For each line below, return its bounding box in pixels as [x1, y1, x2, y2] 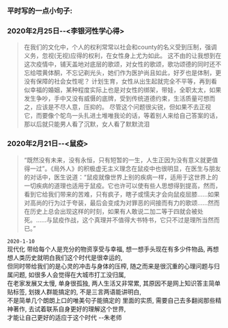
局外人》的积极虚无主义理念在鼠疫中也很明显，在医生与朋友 [53, 164, 221, 173]
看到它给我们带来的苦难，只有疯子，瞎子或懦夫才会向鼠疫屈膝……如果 [23, 190, 220, 198]
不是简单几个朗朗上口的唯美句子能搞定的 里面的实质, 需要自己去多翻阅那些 [7, 296, 216, 304]
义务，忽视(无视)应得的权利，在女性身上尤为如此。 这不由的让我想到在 [23, 51, 222, 60]
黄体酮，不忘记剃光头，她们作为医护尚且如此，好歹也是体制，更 [42, 68, 222, 77]
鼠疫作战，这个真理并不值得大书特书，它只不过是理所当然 [52, 216, 214, 224]
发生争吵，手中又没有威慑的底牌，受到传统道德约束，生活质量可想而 [23, 94, 216, 103]
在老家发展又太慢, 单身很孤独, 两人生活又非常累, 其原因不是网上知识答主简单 [7, 279, 220, 287]
